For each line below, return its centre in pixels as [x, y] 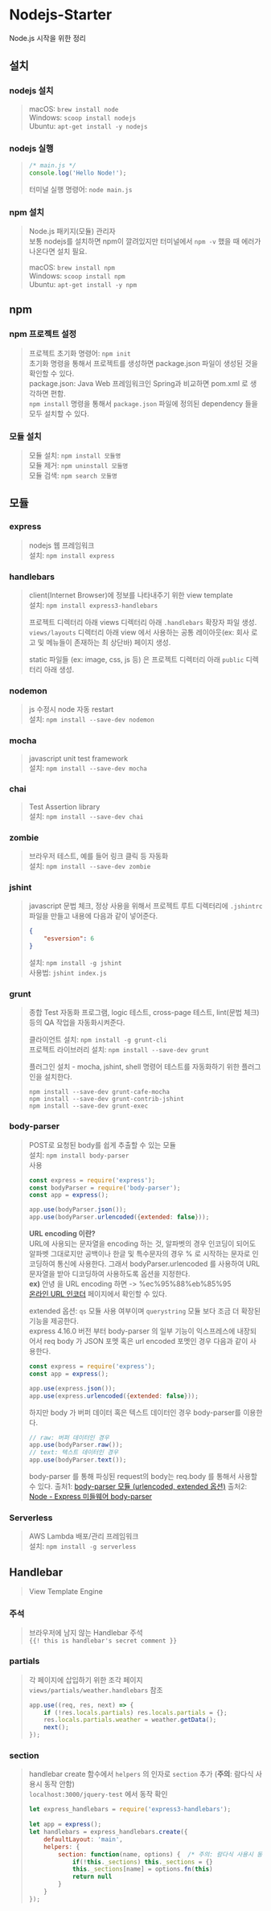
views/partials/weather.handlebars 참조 [96, 1690]
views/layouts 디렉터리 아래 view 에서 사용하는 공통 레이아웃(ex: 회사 [139, 632]
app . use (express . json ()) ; [72, 1388]
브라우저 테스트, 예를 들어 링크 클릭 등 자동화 [99, 856]
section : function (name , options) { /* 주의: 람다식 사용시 [156, 1854]
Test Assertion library [64, 807]
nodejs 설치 [31, 91]
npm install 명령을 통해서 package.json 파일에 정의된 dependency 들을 [143, 403]
